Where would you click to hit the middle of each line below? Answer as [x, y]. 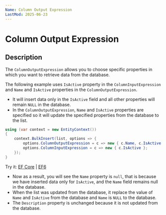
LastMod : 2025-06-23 [27, 14]
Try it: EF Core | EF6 [26, 167]
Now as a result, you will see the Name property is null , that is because [84, 176]
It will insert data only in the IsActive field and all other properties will [83, 99]
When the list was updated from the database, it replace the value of [83, 192]
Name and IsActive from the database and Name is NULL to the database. [84, 198]
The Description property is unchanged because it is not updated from [85, 203]
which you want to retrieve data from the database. [58, 75]
